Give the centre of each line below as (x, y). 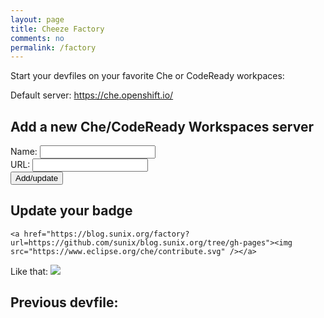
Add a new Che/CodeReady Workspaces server (162, 126)
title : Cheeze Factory (57, 29)
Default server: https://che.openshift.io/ (92, 95)
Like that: (29, 271)
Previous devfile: (64, 302)
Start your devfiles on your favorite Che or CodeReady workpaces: (147, 76)
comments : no (37, 38)
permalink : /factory (53, 47)
